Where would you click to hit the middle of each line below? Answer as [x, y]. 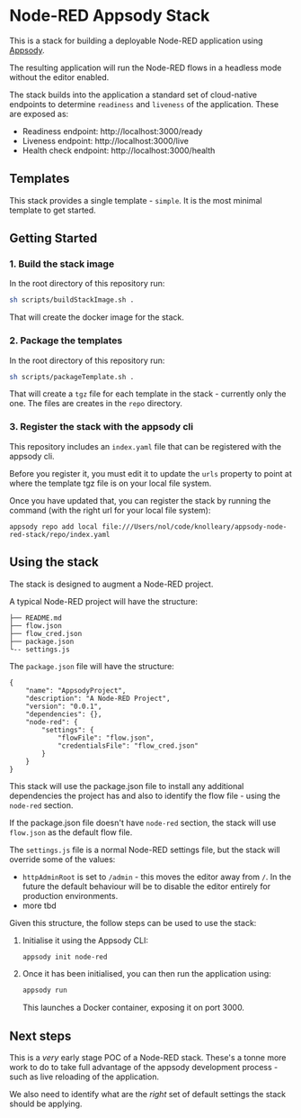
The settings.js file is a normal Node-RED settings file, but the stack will [145, 850]
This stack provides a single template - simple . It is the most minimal [136, 200]
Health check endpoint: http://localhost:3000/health [119, 150]
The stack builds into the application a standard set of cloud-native [133, 95]
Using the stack [54, 563]
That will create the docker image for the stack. [97, 317]
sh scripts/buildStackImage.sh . [72, 300]
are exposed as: [39, 114]
